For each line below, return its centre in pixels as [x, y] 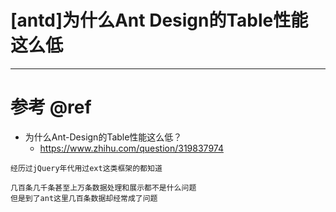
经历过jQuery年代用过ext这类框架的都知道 [86, 168]
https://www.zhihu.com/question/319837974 [131, 148]
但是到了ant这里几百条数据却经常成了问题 [84, 198]
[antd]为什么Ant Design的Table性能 [159, 20]
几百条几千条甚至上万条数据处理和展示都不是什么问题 [103, 187]
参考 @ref [51, 107]
